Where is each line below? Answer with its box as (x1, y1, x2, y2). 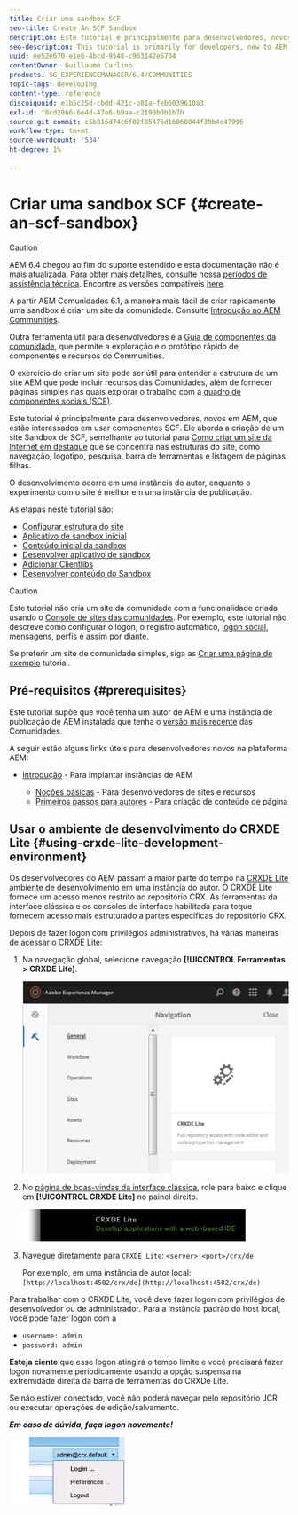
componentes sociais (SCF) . (9, 396, 113, 406)
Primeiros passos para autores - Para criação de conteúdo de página (35, 796, 288, 806)
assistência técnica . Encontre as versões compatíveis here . (9, 278, 226, 288)
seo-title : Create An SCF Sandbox (9, 23, 137, 33)
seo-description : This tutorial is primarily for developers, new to (9, 43, 272, 51)
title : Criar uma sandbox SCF (9, 14, 122, 23)
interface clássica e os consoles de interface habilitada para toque (9, 901, 253, 912)
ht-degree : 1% (9, 145, 62, 154)
